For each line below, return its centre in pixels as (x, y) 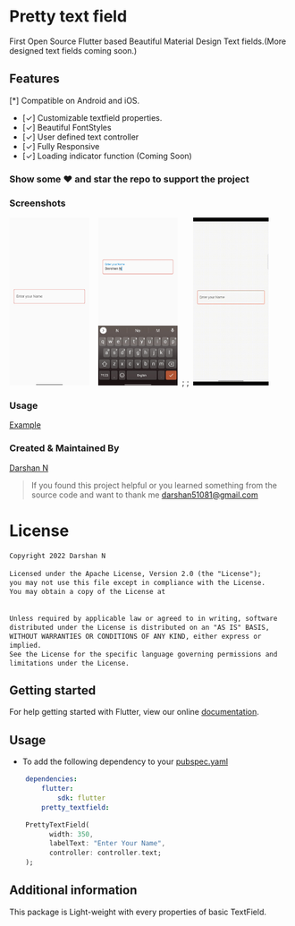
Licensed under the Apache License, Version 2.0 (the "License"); (135, 573)
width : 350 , (71, 834)
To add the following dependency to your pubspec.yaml (125, 761)
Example (25, 425)
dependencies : (51, 779)
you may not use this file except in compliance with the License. (138, 582)
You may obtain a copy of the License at (88, 591)
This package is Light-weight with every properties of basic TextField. (138, 912)
